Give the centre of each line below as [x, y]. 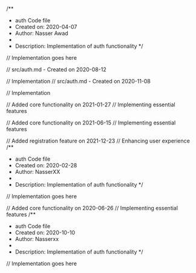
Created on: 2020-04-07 [46, 27]
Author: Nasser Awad [41, 33]
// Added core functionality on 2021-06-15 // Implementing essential [91, 123]
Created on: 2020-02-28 [46, 165]
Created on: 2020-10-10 [45, 233]
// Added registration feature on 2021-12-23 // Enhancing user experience [98, 141]
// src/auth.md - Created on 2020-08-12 [57, 69]
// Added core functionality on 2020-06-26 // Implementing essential [92, 208]
